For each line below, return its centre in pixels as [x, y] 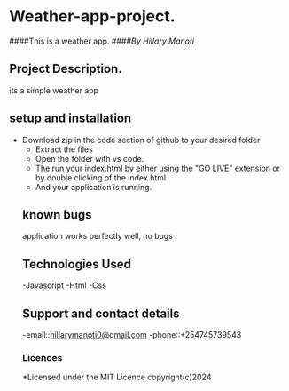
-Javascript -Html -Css [64, 285]
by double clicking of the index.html [101, 177]
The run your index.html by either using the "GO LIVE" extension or [158, 168]
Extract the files [64, 149]
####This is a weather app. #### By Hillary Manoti [102, 41]
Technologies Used [76, 264]
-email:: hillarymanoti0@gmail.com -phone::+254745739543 [132, 335]
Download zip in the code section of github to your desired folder [141, 140]
